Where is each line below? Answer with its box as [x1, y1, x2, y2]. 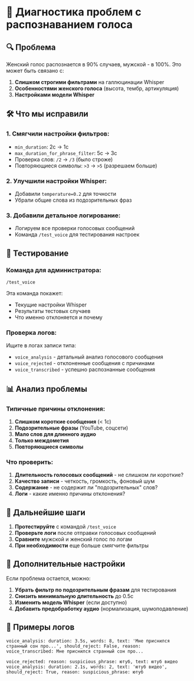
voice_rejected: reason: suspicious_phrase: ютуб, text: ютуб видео [6, 659, 178, 664]
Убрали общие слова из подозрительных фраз [14, 196, 132, 204]
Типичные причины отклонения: [6, 405, 106, 413]
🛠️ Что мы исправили [6, 109, 88, 119]
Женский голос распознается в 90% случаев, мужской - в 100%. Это [6, 61, 182, 67]
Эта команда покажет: [6, 289, 63, 296]
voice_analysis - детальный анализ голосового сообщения [14, 353, 163, 360]
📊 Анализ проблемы [6, 384, 87, 394]
